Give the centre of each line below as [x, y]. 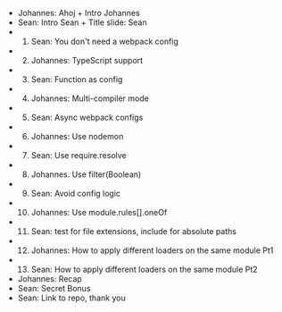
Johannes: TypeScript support [87, 60]
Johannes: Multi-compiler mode [90, 98]
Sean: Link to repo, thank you [72, 298]
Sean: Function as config [77, 79]
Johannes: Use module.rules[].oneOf [99, 212]
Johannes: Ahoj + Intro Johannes [79, 13]
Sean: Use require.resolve [79, 155]
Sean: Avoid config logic [76, 193]
